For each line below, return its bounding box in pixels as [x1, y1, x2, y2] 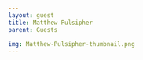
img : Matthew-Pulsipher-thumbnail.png [8, 40, 135, 48]
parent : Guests [8, 26, 58, 34]
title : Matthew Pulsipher [8, 19, 93, 26]
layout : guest [8, 11, 55, 19]
